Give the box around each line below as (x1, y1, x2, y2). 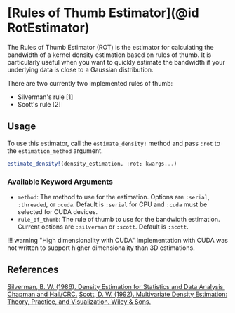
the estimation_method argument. (7, 146, 103, 155)
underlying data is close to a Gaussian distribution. (7, 65, 154, 74)
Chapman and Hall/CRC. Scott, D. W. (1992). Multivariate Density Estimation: (7, 290, 228, 298)
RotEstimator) (7, 20, 90, 36)
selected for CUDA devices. (17, 207, 98, 215)
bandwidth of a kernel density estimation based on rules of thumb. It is (7, 51, 212, 59)
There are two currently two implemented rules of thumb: (7, 79, 173, 87)
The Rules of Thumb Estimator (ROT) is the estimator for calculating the (7, 43, 214, 51)
